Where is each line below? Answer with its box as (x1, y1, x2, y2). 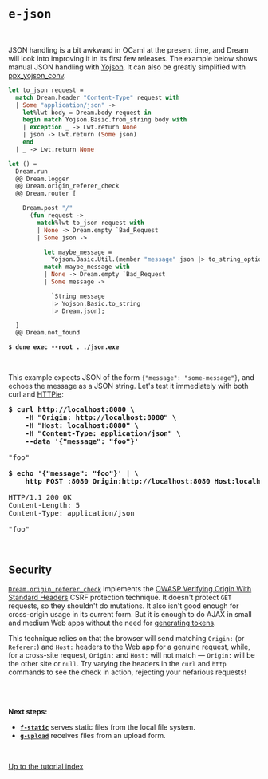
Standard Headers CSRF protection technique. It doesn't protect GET (8, 593, 232, 603)
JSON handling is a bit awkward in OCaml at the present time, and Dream (8, 45, 249, 54)
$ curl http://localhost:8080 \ (8, 405, 135, 414)
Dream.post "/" (22, 204, 73, 212)
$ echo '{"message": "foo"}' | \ (8, 469, 140, 478)
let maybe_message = (43, 248, 112, 256)
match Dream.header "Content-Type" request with (15, 93, 180, 101)
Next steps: (8, 707, 48, 717)
